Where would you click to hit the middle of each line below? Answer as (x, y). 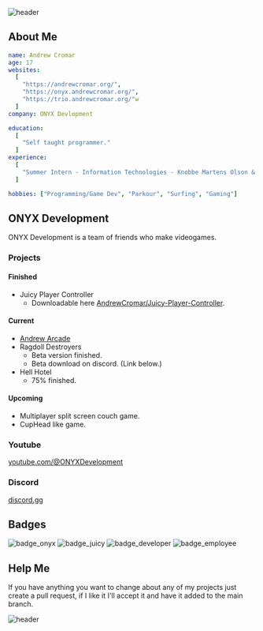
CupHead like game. (53, 424)
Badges (27, 524)
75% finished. (54, 380)
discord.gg (26, 500)
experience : (28, 158)
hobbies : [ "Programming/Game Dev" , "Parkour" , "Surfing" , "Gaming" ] (123, 193)
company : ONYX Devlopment (50, 114)
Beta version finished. (67, 355)
